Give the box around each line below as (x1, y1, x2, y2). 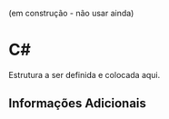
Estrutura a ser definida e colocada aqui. (8, 69, 161, 80)
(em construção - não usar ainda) (8, 8, 134, 18)
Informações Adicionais (8, 95, 147, 112)
